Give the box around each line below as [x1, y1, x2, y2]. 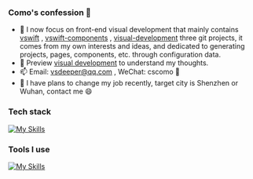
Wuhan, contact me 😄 [19, 86, 93, 97]
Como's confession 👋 [8, 7, 92, 18]
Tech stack [8, 106, 51, 117]
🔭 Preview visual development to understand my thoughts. [19, 58, 209, 68]
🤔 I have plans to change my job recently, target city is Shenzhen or [19, 79, 238, 88]
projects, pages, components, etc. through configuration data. [19, 50, 222, 60]
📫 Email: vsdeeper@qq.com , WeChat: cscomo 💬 [19, 67, 181, 77]
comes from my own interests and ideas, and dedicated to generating [19, 42, 245, 51]
